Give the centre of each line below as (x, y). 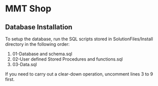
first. (10, 79)
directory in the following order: (38, 44)
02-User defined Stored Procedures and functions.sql (68, 59)
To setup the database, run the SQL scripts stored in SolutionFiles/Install (79, 39)
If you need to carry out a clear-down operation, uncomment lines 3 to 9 (79, 74)
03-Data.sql (25, 64)
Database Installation (39, 27)
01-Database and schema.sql (42, 54)
